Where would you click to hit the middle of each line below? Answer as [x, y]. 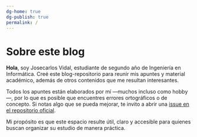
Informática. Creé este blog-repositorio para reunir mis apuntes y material [96, 74]
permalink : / [22, 22]
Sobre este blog [45, 51]
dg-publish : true [27, 17]
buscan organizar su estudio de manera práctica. [66, 128]
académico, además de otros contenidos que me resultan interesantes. [92, 81]
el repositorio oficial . [31, 111]
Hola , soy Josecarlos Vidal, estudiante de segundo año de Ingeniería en [93, 68]
